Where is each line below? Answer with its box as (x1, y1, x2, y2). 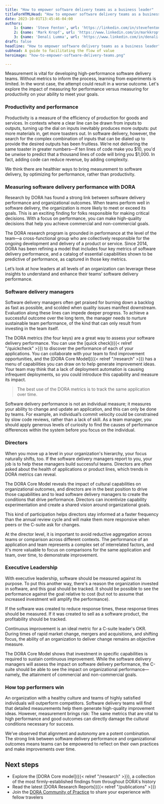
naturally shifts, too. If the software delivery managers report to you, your (5, 456, 153, 462)
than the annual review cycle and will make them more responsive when (5, 516, 150, 522)
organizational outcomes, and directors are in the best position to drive (5, 486, 147, 492)
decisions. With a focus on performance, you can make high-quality (5, 215, 142, 221)
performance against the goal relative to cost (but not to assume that (5, 591, 143, 597)
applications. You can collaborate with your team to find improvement (5, 351, 145, 357)
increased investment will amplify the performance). (5, 596, 110, 602)
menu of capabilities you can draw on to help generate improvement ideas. (5, 361, 156, 367)
